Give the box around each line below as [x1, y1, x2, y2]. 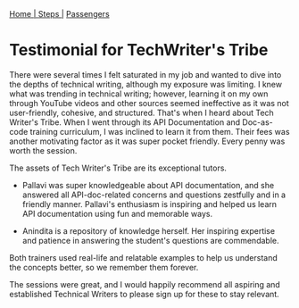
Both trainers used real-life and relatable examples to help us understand [9, 252, 278, 262]
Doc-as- [242, 116, 274, 128]
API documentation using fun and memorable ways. [21, 208, 212, 219]
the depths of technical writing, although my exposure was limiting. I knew [9, 79, 283, 89]
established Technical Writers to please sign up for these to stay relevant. [9, 288, 279, 299]
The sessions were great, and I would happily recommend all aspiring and [9, 279, 281, 289]
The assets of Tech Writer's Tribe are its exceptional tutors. [9, 162, 228, 173]
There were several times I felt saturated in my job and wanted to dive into [9, 69, 282, 79]
